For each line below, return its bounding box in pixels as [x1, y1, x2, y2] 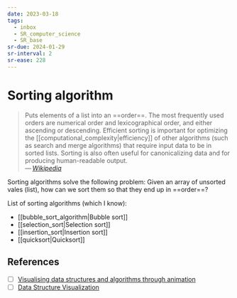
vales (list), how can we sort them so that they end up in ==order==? [7, 185, 209, 193]
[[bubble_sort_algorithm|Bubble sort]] [17, 213, 128, 221]
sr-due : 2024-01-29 [7, 43, 65, 50]
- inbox [13, 23, 37, 31]
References [7, 256, 60, 268]
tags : [7, 17, 23, 24]
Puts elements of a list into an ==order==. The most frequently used [24, 111, 224, 119]
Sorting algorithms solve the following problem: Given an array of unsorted [7, 177, 226, 186]
